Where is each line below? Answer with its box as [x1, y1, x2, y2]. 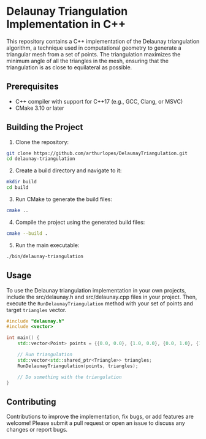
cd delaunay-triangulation [6, 156, 75, 162]
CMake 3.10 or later [15, 104, 64, 112]
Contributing [6, 397, 56, 407]
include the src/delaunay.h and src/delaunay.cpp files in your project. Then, [6, 293, 197, 300]
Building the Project [6, 122, 83, 132]
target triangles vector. [6, 306, 67, 313]
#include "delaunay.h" [6, 318, 64, 324]
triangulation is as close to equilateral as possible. [6, 63, 132, 71]
